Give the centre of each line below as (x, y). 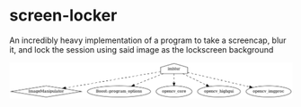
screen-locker (63, 16)
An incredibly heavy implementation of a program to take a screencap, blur (148, 40)
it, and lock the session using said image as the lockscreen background (142, 49)
